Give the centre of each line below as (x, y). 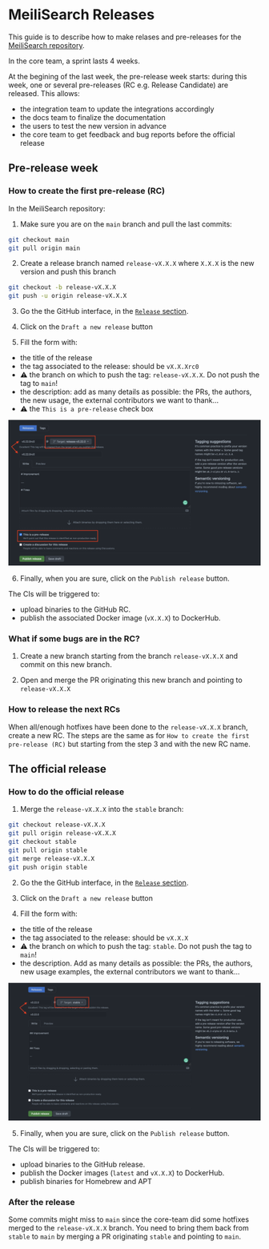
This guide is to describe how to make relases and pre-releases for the (125, 37)
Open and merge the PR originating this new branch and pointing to (131, 680)
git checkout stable (43, 842)
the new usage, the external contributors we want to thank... (119, 400)
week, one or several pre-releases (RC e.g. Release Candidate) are (118, 85)
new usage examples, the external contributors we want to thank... (130, 971)
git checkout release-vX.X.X (57, 825)
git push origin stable (48, 867)
